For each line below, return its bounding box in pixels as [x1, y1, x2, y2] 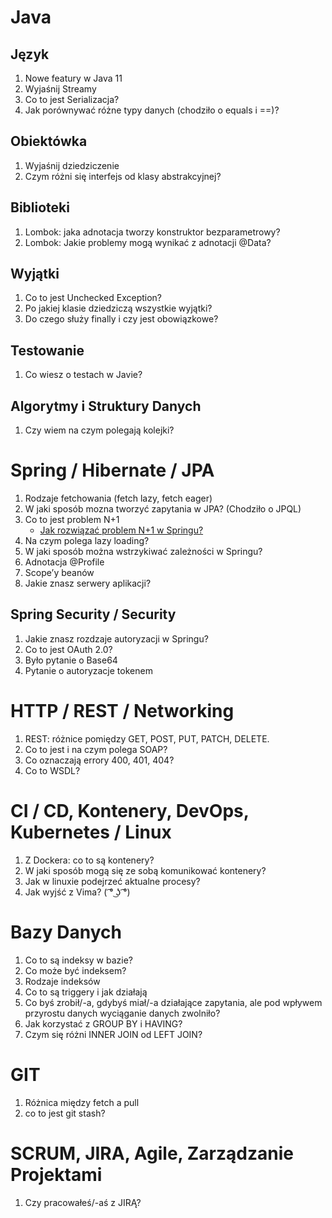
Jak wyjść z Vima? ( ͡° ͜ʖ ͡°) [24, 886, 131, 898]
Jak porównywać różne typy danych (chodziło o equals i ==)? [24, 104, 280, 116]
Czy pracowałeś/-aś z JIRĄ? [24, 1196, 142, 1208]
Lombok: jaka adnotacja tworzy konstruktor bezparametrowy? [24, 226, 281, 238]
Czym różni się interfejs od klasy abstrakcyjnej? [24, 170, 222, 182]
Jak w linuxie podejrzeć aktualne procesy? [24, 875, 201, 887]
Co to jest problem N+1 [24, 514, 120, 525]
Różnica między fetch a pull [24, 1096, 140, 1108]
